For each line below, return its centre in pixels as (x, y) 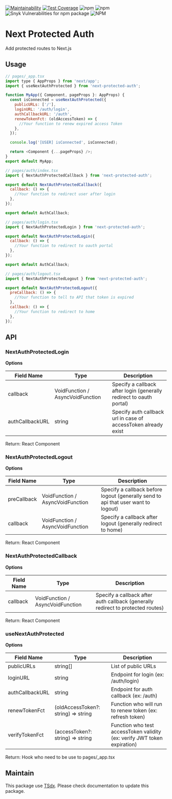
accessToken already (137, 425)
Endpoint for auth (132, 689)
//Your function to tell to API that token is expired (74, 298)
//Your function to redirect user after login (65, 194)
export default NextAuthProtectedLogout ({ (51, 288)
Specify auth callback (138, 412)
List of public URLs (133, 666)
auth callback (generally (125, 601)
